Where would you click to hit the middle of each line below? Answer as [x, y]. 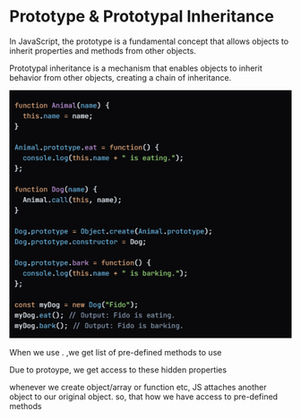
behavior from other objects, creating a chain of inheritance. [120, 77]
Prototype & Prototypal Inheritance [142, 17]
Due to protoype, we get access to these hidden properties [118, 370]
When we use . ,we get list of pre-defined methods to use [116, 353]
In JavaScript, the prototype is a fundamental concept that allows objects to [149, 41]
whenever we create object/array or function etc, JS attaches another [138, 388]
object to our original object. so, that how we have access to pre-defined [144, 397]
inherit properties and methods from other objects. [103, 50]
